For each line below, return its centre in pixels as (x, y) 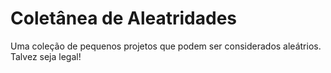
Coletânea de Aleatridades (124, 18)
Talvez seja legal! (46, 56)
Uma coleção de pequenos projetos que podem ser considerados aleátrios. (166, 46)
